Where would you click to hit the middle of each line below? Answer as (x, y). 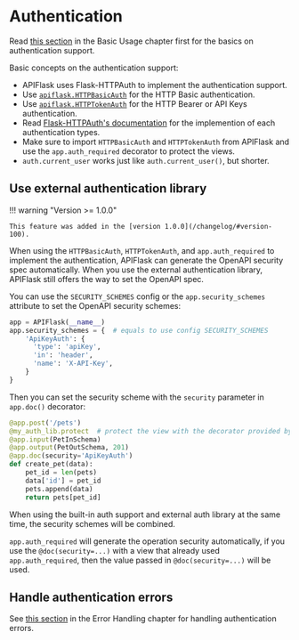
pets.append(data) (59, 489)
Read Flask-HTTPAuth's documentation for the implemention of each (149, 123)
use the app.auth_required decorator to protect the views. (129, 151)
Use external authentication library (108, 189)
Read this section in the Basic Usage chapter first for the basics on (131, 41)
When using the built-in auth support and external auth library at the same (145, 514)
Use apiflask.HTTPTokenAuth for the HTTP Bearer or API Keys (134, 103)
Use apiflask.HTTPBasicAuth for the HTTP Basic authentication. (138, 94)
